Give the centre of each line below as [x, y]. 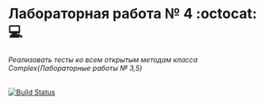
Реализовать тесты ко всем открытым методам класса [103, 59]
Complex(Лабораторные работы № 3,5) [75, 68]
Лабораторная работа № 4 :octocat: [133, 14]
